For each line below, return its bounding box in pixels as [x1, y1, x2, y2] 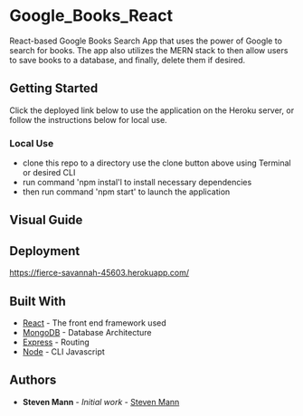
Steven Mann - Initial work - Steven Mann [22, 396, 180, 407]
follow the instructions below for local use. [9, 114, 167, 125]
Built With [9, 293, 66, 308]
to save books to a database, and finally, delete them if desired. [9, 54, 246, 65]
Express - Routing [22, 336, 90, 348]
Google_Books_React [9, 5, 174, 26]
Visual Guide [9, 213, 83, 228]
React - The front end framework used [22, 317, 167, 328]
